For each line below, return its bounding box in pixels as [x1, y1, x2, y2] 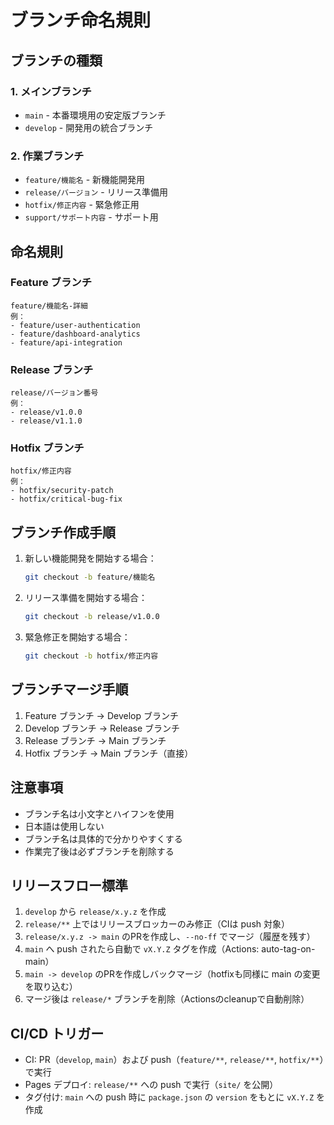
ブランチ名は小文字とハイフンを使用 [24, 807, 175, 820]
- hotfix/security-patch [10, 486, 114, 496]
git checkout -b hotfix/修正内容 [24, 651, 159, 661]
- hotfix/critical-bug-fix [10, 494, 123, 505]
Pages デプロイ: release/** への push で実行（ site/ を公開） [24, 1079, 279, 1091]
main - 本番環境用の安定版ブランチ [24, 109, 167, 121]
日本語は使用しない [24, 820, 105, 832]
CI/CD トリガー [10, 1025, 105, 1042]
